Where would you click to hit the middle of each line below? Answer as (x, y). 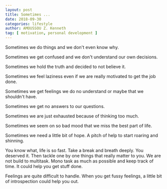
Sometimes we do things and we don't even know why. (62, 47)
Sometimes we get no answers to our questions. (55, 106)
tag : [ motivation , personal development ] (51, 33)
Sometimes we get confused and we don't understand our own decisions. (81, 57)
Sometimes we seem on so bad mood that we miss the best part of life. (79, 126)
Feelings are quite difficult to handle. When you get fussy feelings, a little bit (83, 176)
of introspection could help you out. (42, 181)
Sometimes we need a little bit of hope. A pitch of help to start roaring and (82, 135)
